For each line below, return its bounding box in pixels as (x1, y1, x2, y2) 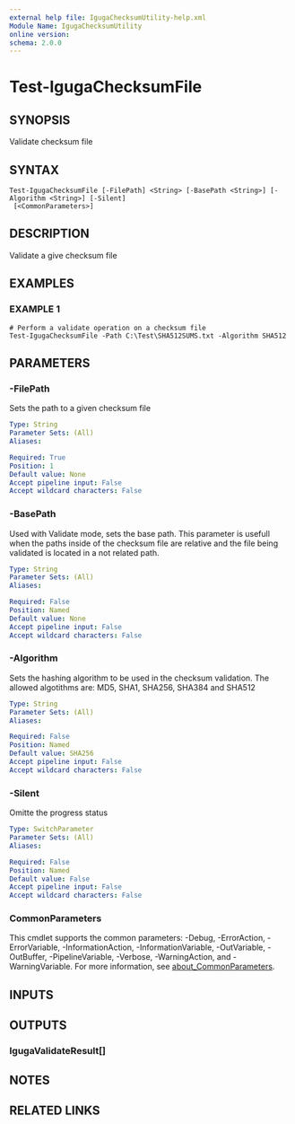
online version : (9, 30, 70, 39)
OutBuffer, (9, 952, 48, 962)
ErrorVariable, (9, 942, 61, 953)
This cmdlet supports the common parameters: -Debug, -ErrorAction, (9, 933, 266, 944)
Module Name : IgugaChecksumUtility (9, 22, 143, 31)
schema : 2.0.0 (9, 38, 63, 48)
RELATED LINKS (9, 1102, 100, 1118)
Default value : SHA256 (9, 749, 94, 759)
